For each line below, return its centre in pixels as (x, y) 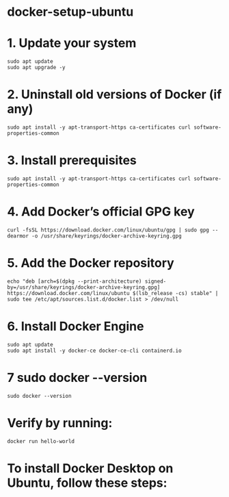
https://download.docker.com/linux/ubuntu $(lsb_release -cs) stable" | (113, 293)
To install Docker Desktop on (90, 468)
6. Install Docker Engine (76, 327)
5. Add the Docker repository (91, 263)
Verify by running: (60, 423)
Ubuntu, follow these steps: (87, 483)
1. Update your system (72, 43)
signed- (156, 281)
